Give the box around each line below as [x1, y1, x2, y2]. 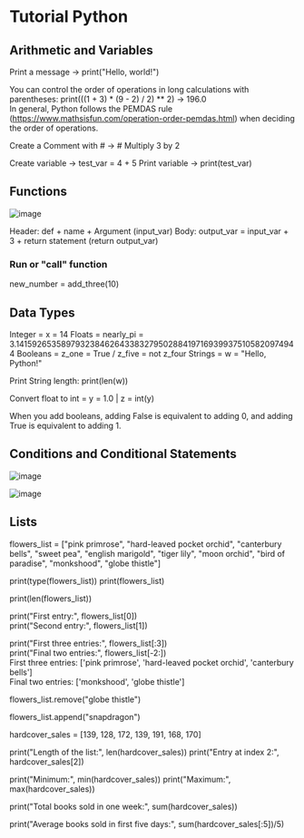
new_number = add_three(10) [9, 278, 120, 289]
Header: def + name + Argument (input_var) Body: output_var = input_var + [9, 225, 289, 237]
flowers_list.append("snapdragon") [9, 711, 141, 722]
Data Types [9, 305, 75, 320]
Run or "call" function [9, 258, 108, 270]
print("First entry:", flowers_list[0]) [9, 610, 138, 621]
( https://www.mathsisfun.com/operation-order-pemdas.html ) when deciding [9, 113, 295, 123]
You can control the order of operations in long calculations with [9, 84, 250, 94]
